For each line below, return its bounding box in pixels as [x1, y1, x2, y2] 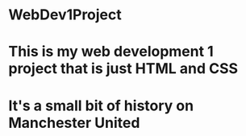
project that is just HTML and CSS [8, 60, 239, 78]
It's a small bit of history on [8, 97, 194, 114]
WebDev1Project [8, 6, 123, 24]
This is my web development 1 [8, 43, 214, 61]
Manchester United [8, 113, 140, 132]
